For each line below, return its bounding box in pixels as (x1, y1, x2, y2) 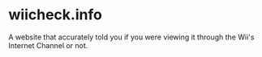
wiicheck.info (8, 6, 103, 24)
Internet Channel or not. (8, 40, 88, 50)
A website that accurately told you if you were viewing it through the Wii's (8, 32, 255, 42)
